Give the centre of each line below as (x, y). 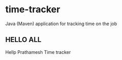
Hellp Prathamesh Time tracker (38, 52)
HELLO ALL (24, 40)
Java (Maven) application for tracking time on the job (61, 24)
